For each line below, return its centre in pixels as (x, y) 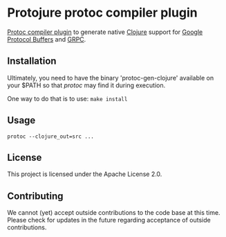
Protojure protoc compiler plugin (103, 13)
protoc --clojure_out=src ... (51, 137)
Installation (32, 61)
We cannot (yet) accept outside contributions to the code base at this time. (114, 213)
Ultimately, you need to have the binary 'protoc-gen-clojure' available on (111, 78)
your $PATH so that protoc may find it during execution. (86, 85)
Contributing (35, 196)
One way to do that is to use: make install (67, 98)
